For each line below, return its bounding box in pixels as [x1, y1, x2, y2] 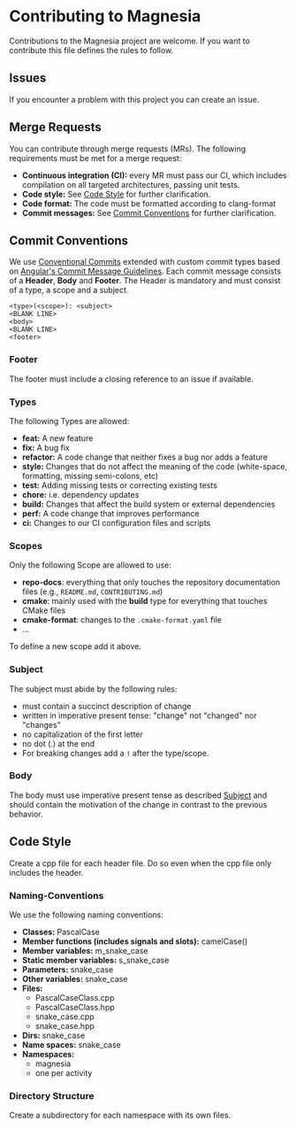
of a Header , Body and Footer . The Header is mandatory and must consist [9, 275, 281, 286]
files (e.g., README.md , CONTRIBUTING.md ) [21, 586, 163, 597]
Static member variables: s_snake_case [21, 955, 170, 965]
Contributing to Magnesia [9, 6, 201, 27]
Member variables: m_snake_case [21, 945, 148, 955]
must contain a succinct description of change [21, 700, 192, 711]
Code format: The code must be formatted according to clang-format [21, 197, 277, 209]
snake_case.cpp [34, 1011, 95, 1022]
